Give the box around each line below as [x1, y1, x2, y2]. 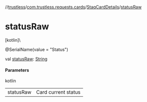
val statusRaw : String [5, 56, 48, 62]
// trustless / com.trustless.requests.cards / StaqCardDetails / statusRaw [5, 4, 142, 10]
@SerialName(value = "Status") [5, 46, 69, 52]
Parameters [5, 67, 29, 73]
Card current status [36, 89, 81, 96]
